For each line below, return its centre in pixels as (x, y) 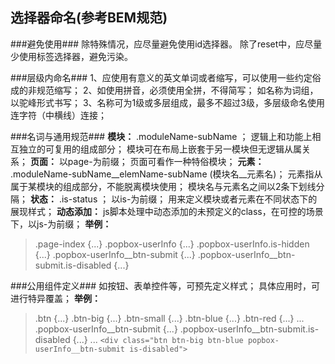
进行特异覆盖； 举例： (55, 298)
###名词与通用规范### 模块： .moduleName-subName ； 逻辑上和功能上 (161, 136)
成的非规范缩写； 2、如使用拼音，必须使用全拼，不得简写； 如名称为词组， (164, 90)
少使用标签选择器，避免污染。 (71, 56)
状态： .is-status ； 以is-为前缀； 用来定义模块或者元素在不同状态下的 (173, 199)
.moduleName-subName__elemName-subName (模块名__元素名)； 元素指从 (166, 174)
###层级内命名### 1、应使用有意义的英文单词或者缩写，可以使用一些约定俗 (166, 77)
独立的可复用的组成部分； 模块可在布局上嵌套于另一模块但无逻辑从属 (160, 149)
